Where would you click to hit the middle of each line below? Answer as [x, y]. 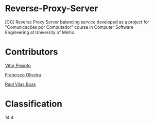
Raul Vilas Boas [20, 84]
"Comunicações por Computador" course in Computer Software [69, 27]
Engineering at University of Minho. [41, 32]
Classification [34, 104]
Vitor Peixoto [18, 65]
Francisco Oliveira [23, 75]
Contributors [32, 52]
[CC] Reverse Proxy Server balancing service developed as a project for [77, 22]
